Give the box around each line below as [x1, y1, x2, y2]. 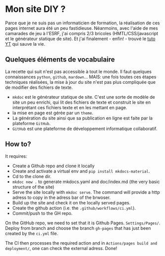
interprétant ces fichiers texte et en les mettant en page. [12, 104, 127, 110]
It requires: [5, 153, 27, 159]
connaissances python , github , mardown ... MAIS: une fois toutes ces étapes [5, 73, 157, 80]
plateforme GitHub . [12, 120, 51, 126]
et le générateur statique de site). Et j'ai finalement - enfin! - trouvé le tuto [5, 36, 156, 42]
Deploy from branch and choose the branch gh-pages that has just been [5, 225, 151, 231]
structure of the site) [12, 184, 55, 190]
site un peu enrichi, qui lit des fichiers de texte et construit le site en [12, 99, 151, 105]
